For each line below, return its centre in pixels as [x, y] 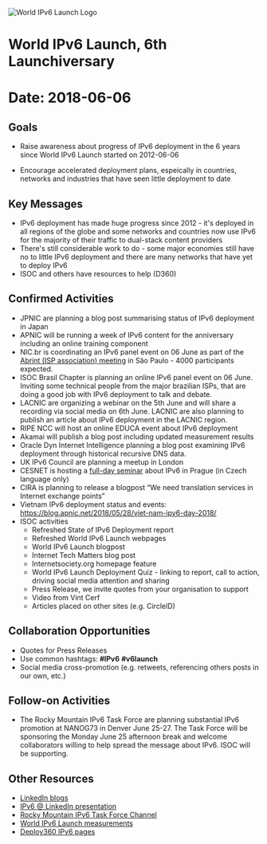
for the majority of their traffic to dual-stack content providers [121, 240]
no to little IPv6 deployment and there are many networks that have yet [136, 257]
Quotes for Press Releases [63, 650]
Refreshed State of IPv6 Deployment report [102, 529]
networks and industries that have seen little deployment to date [125, 179]
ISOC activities [44, 521]
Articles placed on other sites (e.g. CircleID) [103, 606]
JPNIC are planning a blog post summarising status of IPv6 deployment [137, 318]
